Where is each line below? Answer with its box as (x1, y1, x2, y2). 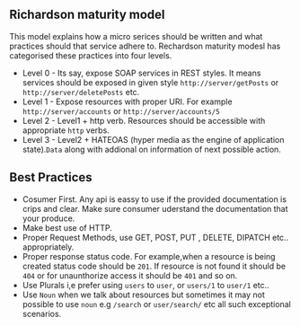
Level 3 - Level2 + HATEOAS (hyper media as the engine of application (22, 134, 285, 145)
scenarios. (22, 308, 62, 319)
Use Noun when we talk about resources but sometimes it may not (22, 289, 265, 300)
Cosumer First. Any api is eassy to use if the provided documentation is (22, 193, 287, 205)
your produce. (22, 213, 75, 224)
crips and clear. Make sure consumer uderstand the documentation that (22, 203, 289, 214)
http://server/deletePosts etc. (22, 86, 140, 97)
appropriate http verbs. (22, 125, 110, 136)
